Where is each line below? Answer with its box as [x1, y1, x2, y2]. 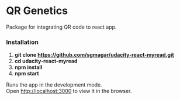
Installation [6, 38, 39, 46]
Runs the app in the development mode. [6, 81, 102, 88]
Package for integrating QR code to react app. [6, 23, 117, 30]
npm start [14, 70, 39, 77]
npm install [14, 64, 43, 71]
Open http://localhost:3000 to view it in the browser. [6, 88, 132, 95]
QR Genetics [6, 4, 68, 18]
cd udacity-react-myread [14, 57, 78, 65]
